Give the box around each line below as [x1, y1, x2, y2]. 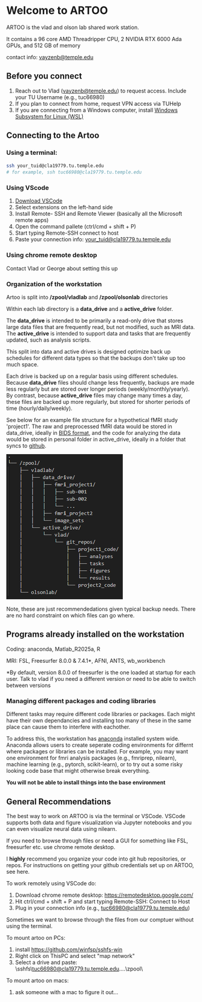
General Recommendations [6, 796, 111, 807]
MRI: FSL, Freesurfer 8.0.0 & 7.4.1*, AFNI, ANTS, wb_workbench [6, 657, 166, 664]
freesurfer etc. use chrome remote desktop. [6, 844, 116, 850]
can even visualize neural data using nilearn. [6, 825, 117, 832]
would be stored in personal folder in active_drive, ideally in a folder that [6, 436, 186, 443]
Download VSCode [15, 197, 63, 204]
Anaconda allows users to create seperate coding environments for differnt [6, 741, 194, 749]
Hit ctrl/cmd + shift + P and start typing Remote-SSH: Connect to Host [15, 898, 191, 905]
